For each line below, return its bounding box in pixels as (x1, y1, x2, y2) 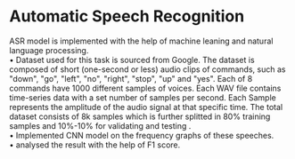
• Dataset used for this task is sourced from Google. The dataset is (9, 54, 256, 65)
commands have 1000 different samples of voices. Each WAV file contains (9, 83, 282, 93)
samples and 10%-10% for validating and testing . (9, 120, 192, 131)
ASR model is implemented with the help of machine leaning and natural (9, 36, 274, 46)
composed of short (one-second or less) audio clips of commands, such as (9, 64, 286, 75)
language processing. (9, 44, 89, 55)
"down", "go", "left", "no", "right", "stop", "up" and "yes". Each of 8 (9, 73, 253, 83)
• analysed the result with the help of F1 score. (9, 139, 181, 150)
